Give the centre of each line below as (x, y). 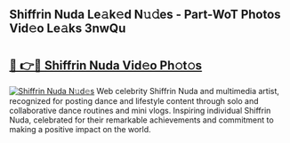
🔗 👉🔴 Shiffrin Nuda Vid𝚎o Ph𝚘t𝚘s (106, 65)
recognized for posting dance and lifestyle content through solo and (134, 101)
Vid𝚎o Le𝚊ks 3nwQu (68, 29)
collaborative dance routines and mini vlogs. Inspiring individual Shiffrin (140, 111)
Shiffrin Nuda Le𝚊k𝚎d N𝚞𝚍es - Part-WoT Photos (145, 15)
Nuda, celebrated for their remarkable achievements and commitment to (141, 120)
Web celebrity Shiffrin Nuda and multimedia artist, (188, 91)
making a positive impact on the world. (80, 129)
